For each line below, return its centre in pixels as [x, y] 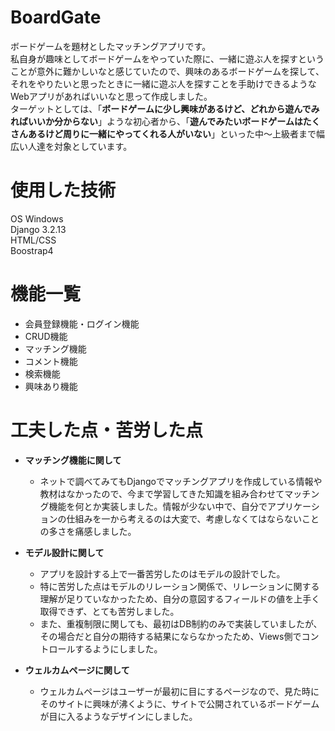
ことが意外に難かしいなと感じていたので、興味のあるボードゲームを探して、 [167, 71]
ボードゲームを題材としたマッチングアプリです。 [111, 46]
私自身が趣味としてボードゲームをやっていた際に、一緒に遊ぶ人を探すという [167, 58]
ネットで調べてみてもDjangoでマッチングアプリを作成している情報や [181, 481]
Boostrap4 [32, 250]
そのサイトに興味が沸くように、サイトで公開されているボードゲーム [179, 703]
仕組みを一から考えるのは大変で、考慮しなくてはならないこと [193, 518]
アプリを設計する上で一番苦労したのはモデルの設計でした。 [162, 573]
